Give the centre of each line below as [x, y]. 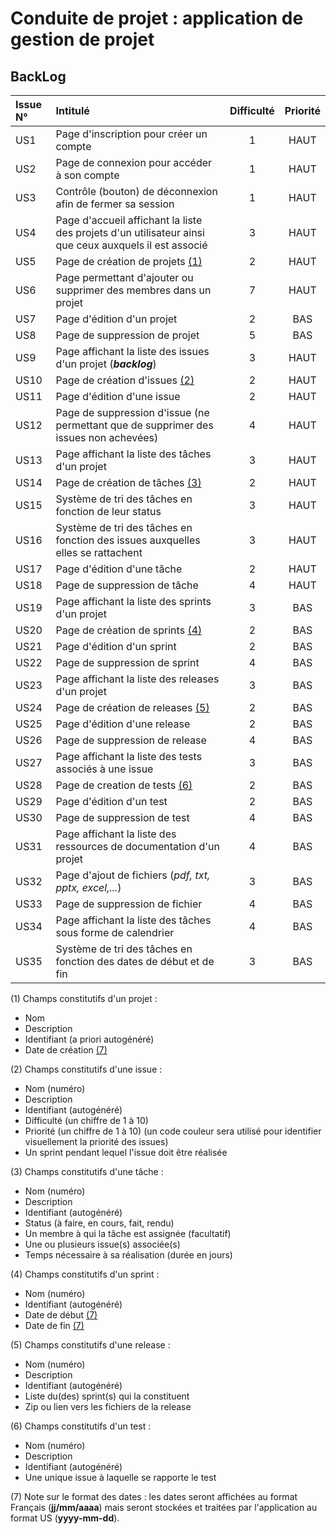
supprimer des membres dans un [133, 290]
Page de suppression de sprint [127, 662]
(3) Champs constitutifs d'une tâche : [87, 1171]
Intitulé [72, 110]
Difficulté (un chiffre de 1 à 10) [86, 1120]
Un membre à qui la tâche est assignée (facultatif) [128, 1233]
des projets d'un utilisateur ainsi [130, 232]
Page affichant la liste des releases [137, 679]
